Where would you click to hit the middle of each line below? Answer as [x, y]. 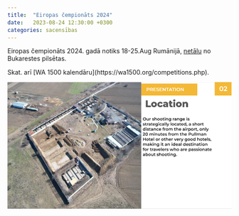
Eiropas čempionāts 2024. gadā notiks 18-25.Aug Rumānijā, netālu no [109, 51]
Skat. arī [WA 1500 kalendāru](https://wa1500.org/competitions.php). [108, 72]
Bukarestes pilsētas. [37, 59]
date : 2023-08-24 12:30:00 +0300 [60, 22]
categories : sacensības [43, 30]
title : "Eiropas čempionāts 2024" [60, 15]
